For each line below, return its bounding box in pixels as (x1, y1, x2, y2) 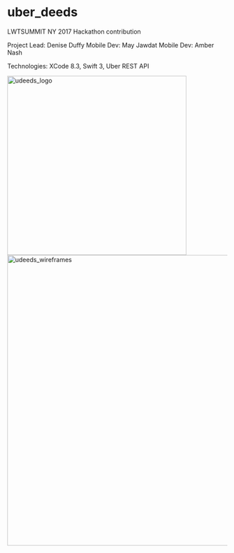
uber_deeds (7, 4, 78, 20)
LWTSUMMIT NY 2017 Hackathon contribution (7, 27, 141, 36)
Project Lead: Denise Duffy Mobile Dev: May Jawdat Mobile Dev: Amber (7, 41, 214, 49)
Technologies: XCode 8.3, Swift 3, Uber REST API (7, 62, 149, 70)
